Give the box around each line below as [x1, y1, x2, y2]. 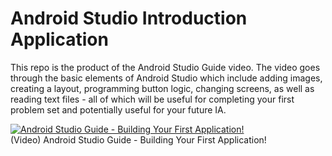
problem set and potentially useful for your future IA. [10, 103, 227, 116]
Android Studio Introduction [10, 7, 248, 30]
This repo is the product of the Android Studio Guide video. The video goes [10, 61, 321, 73]
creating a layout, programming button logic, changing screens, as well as [10, 82, 315, 94]
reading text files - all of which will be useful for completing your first [10, 93, 295, 105]
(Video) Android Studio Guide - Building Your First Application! [10, 133, 267, 146]
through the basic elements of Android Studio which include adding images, [10, 72, 323, 84]
